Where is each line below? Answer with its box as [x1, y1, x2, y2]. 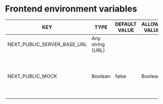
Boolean [91, 73, 111, 79]
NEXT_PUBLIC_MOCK [7, 73, 57, 79]
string [91, 41, 105, 48]
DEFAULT [114, 21, 137, 27]
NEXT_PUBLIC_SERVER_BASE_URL [7, 41, 87, 48]
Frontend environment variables [5, 3, 137, 14]
